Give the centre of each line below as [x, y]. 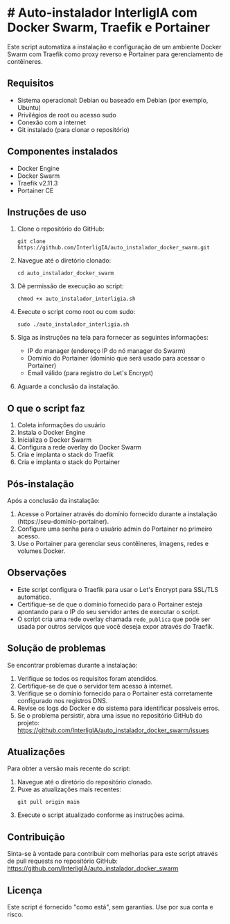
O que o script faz [46, 408]
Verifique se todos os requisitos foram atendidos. [87, 678]
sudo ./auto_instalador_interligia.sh [73, 324]
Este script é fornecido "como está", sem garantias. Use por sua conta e [110, 907]
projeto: [28, 723]
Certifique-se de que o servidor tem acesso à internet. [95, 686]
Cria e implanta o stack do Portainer [69, 462]
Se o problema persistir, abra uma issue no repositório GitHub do [110, 715]
